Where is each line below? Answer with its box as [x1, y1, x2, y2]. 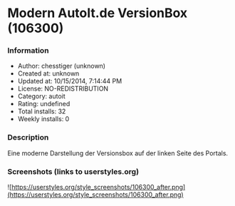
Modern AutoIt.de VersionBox [7, 5, 188, 21]
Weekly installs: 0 [17, 115, 70, 123]
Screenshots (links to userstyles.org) [7, 166, 140, 176]
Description [7, 133, 49, 143]
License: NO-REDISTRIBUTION [17, 84, 109, 93]
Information [7, 46, 49, 56]
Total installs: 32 [17, 107, 66, 115]
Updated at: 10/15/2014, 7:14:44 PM [17, 77, 122, 86]
